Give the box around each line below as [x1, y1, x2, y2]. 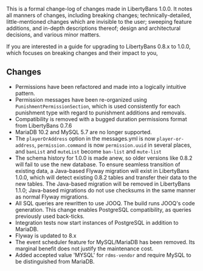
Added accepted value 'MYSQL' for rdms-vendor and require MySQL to [15, 251, 191, 258]
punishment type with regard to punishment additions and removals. [15, 109, 187, 116]
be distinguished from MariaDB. [15, 258, 95, 265]
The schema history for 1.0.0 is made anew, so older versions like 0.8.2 [15, 154, 193, 161]
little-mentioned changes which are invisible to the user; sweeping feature [6, 18, 192, 25]
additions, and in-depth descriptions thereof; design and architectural [6, 24, 181, 32]
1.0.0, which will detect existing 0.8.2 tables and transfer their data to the [15, 174, 198, 181]
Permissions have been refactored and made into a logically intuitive [15, 83, 187, 90]
